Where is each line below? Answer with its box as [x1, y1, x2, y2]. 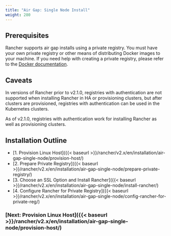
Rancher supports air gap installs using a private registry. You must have [5, 45, 158, 51]
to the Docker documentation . [5, 61, 68, 67]
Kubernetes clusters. [5, 106, 50, 112]
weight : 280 [5, 12, 31, 17]
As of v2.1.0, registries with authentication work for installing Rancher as [5, 116, 157, 122]
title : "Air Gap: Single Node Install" [5, 7, 90, 13]
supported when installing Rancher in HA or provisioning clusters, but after [5, 95, 162, 101]
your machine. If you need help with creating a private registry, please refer [5, 56, 164, 62]
